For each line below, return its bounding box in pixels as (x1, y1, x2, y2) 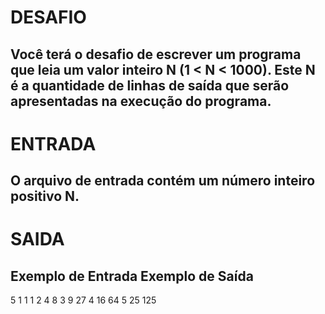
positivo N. (10, 188, 80, 205)
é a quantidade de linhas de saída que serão (10, 77, 290, 94)
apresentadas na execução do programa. (10, 92, 272, 110)
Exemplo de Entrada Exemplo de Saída (10, 267, 254, 285)
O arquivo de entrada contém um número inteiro (10, 172, 316, 190)
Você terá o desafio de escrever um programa (10, 46, 302, 63)
